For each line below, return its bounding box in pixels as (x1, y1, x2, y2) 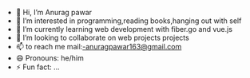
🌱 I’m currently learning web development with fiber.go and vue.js (15, 25, 233, 33)
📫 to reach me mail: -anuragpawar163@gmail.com (15, 42, 182, 51)
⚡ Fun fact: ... (15, 62, 60, 72)
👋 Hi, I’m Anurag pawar (15, 8, 93, 17)
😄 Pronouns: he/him (15, 53, 84, 63)
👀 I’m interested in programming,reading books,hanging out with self (15, 16, 242, 25)
